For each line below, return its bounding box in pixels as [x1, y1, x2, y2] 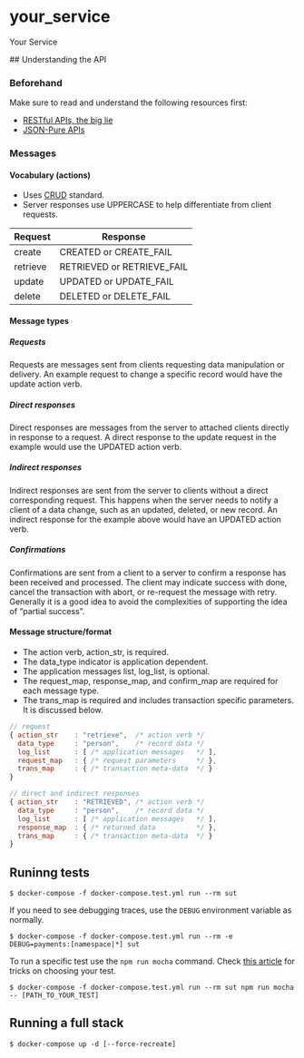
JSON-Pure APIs [22, 124, 85, 135]
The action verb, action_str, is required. [22, 647, 170, 658]
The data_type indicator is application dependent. [22, 656, 209, 668]
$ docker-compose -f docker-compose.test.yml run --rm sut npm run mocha [9, 983, 295, 993]
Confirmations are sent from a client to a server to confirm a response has [9, 567, 287, 578]
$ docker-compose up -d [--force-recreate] [9, 1039, 177, 1049]
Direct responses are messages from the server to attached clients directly [9, 422, 289, 433]
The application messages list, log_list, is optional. [22, 666, 211, 677]
